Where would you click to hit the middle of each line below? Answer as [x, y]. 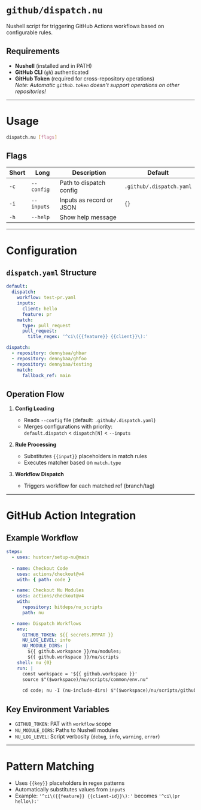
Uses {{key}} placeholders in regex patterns [70, 783]
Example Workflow [42, 538]
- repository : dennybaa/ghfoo [49, 358]
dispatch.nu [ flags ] [32, 137]
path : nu [33, 612]
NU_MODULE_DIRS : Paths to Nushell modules [66, 730]
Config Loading [35, 409]
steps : [14, 552]
